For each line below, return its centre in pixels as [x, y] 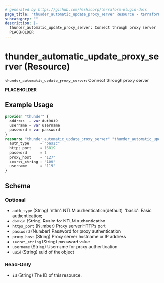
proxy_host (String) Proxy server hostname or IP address [69, 236]
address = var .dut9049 [33, 121]
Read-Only [18, 264]
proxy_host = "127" [32, 157]
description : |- [21, 23]
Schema [18, 186]
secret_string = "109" [32, 162]
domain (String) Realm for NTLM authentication [59, 221]
